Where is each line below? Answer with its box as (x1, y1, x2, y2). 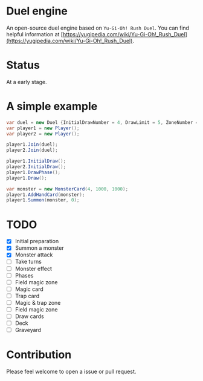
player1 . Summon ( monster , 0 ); (6, 197, 80, 203)
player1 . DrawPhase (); (6, 169, 61, 175)
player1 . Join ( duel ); (6, 142, 59, 148)
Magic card (14, 285, 43, 293)
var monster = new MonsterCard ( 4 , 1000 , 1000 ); (6, 186, 129, 192)
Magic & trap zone (14, 299, 61, 306)
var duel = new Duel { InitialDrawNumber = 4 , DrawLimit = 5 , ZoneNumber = (6, 119, 199, 125)
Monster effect (14, 265, 53, 272)
